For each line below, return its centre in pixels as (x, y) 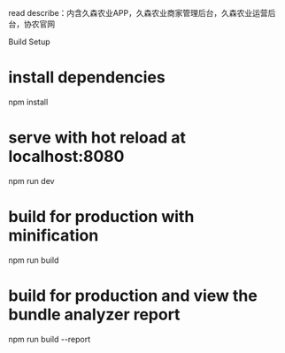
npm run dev (31, 180)
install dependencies (87, 77)
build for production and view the (133, 295)
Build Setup (29, 42)
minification (54, 236)
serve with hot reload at (97, 138)
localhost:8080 (66, 157)
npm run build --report (50, 339)
